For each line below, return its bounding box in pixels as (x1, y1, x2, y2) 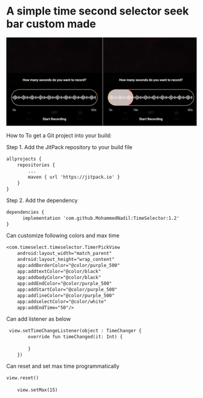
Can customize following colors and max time (6, 232, 120, 239)
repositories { (17, 162, 56, 169)
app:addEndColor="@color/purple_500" (17, 281, 112, 287)
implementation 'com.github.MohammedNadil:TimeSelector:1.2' (22, 216, 180, 222)
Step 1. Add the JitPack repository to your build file (6, 144, 133, 151)
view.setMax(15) (17, 387, 59, 393)
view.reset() (6, 375, 39, 381)
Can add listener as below (6, 315, 71, 323)
